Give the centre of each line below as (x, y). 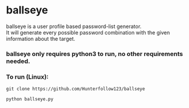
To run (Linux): (27, 76)
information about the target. (41, 39)
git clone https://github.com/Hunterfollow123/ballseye (75, 89)
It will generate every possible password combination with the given (88, 32)
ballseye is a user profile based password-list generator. (74, 26)
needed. (18, 61)
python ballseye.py (30, 99)
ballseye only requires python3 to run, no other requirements (94, 54)
